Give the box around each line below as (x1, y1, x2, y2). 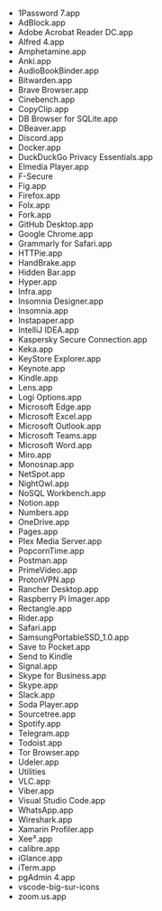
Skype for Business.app (17, 671, 106, 681)
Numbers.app (17, 507, 69, 518)
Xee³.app (17, 833, 53, 844)
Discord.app (17, 133, 64, 143)
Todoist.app (17, 737, 63, 748)
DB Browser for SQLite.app (17, 113, 119, 124)
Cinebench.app (17, 94, 76, 105)
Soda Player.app (17, 700, 79, 709)
